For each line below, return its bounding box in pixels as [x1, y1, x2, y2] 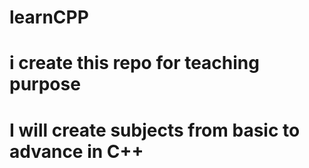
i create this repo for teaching [9, 52, 260, 75]
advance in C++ [9, 140, 144, 163]
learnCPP [9, 6, 89, 29]
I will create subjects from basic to [9, 119, 301, 141]
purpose [9, 73, 81, 96]
